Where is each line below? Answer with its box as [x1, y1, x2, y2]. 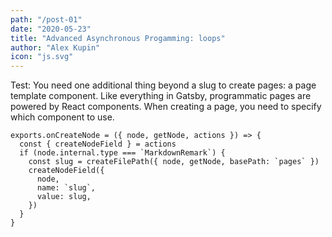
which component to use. [10, 111, 115, 123]
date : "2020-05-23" [10, 24, 92, 34]
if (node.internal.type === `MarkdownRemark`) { [19, 148, 226, 158]
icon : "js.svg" [10, 52, 74, 62]
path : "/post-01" [10, 14, 83, 25]
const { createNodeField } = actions [19, 139, 177, 150]
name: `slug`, [36, 183, 97, 193]
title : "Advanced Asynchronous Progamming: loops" [10, 33, 226, 43]
